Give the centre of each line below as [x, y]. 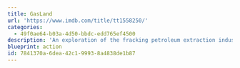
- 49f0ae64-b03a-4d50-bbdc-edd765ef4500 [75, 34]
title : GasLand [30, 14]
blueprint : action [35, 47]
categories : [25, 27]
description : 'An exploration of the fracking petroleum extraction [111, 40]
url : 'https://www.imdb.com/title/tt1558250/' [78, 21]
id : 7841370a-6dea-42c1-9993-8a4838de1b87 [71, 54]
